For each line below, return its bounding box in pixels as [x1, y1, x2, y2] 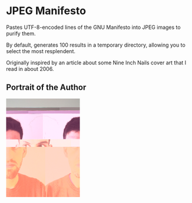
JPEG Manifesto [6, 4, 87, 18]
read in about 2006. [6, 65, 54, 72]
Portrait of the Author [6, 83, 87, 93]
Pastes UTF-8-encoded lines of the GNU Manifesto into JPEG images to [6, 24, 181, 31]
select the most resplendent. [6, 47, 75, 54]
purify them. [6, 30, 36, 37]
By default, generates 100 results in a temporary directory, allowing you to [6, 41, 186, 48]
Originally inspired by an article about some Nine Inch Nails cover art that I [6, 59, 187, 66]
